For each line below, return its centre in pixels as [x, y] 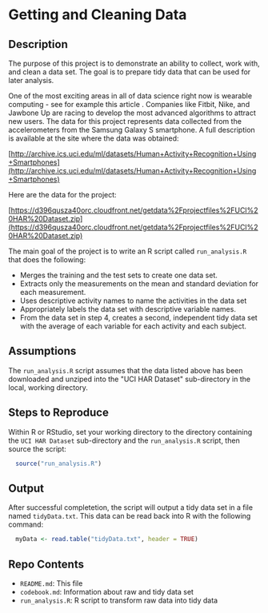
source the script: [37, 448]
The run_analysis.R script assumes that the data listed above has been [126, 370]
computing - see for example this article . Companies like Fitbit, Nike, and [129, 104]
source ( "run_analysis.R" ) [59, 464]
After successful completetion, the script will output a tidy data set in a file [131, 508]
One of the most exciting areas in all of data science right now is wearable [130, 96]
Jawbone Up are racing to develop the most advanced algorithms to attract [132, 113]
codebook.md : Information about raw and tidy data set [107, 592]
